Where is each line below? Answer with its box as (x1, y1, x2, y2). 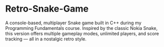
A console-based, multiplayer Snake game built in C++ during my (5, 20, 142, 26)
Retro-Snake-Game (5, 3, 89, 15)
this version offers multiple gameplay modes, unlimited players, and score (5, 30, 159, 36)
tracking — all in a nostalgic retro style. (5, 36, 87, 42)
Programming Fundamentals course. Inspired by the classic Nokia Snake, (5, 25, 158, 31)
